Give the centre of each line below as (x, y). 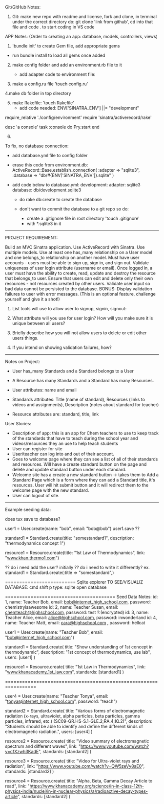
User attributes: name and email (44, 390)
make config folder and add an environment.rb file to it (67, 65)
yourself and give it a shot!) (32, 299)
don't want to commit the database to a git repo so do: (74, 209)
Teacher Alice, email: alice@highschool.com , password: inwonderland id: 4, (81, 618)
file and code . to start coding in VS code (53, 27)
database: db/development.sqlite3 (47, 190)
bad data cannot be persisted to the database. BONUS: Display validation (79, 289)
